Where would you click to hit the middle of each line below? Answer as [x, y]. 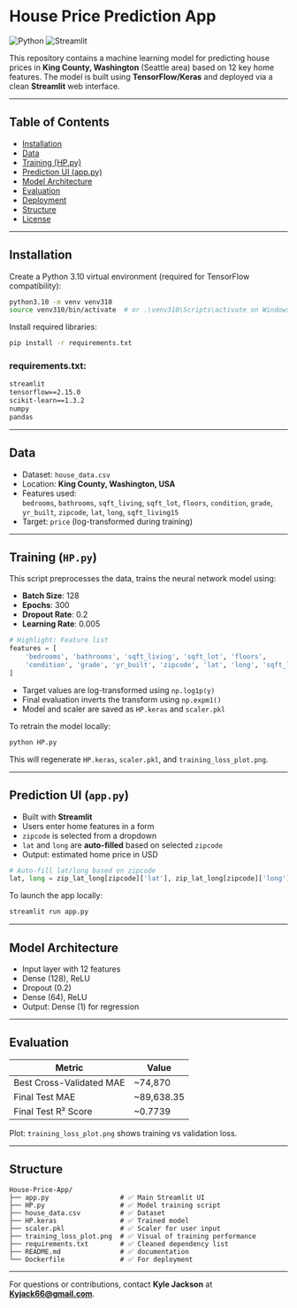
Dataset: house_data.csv [66, 474]
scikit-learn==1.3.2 [47, 401]
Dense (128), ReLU [56, 978]
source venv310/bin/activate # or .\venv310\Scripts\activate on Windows [150, 310]
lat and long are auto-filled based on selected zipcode [122, 845]
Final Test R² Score [53, 1111]
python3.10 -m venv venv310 [61, 302]
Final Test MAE [45, 1096]
